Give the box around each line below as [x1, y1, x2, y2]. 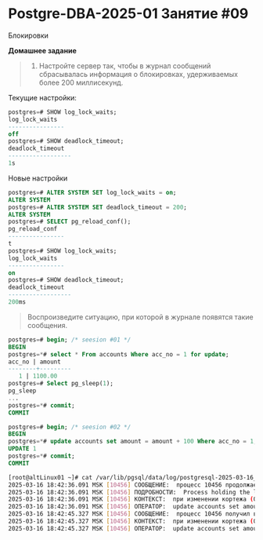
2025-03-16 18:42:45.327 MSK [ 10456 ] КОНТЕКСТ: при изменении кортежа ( [8, 517, 254, 526]
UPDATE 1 [8, 445, 37, 453]
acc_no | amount [8, 358, 61, 366]
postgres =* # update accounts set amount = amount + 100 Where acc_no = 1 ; [8, 437, 258, 446]
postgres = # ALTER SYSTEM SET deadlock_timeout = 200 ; [8, 203, 188, 211]
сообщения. [27, 320, 68, 330]
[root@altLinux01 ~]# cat [8, 473, 92, 481]
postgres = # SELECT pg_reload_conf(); [8, 217, 131, 226]
